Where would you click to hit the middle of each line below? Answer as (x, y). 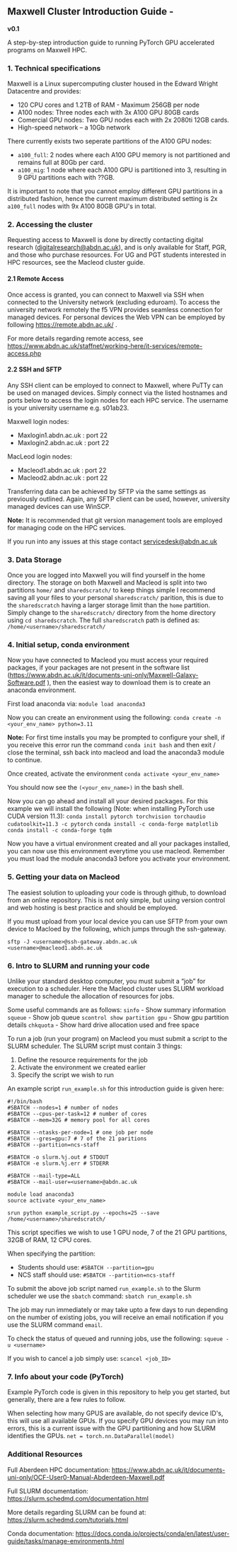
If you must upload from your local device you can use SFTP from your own (117, 921)
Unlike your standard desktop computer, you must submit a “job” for (106, 981)
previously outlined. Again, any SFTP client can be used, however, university (118, 499)
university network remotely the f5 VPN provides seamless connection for (115, 309)
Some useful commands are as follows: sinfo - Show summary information (117, 1010)
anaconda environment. (42, 690)
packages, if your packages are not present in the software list (98, 667)
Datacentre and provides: (44, 91)
